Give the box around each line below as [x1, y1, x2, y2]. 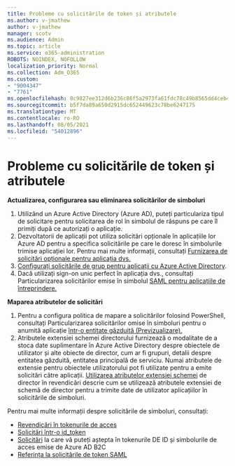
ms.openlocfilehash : [7, 95, 68, 102]
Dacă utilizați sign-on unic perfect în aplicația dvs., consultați [17, 269, 194, 278]
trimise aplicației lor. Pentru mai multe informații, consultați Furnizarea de [17, 247, 228, 255]
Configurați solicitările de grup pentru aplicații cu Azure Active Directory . [17, 262, 227, 270]
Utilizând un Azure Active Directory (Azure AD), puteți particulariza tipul [17, 210, 225, 218]
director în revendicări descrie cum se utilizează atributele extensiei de [17, 378, 222, 387]
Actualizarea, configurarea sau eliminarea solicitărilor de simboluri [7, 196, 206, 204]
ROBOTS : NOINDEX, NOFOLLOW [7, 56, 86, 63]
